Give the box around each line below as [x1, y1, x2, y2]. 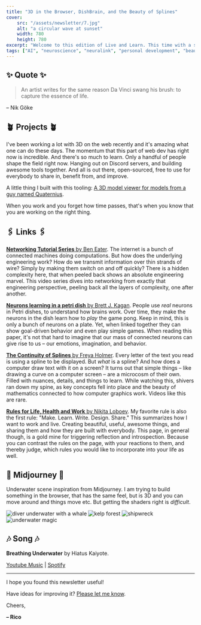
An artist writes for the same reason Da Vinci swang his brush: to [20, 86, 181, 93]
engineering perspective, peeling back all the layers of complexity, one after [6, 284, 194, 291]
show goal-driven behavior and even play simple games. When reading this [6, 327, 193, 334]
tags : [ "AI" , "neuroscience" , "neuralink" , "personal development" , [6, 48, 181, 54]
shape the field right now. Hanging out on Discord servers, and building [6, 160, 182, 167]
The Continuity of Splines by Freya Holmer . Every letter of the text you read [6, 352, 194, 359]
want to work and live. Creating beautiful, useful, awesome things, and [6, 421, 180, 428]
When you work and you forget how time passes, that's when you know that [6, 202, 194, 210]
